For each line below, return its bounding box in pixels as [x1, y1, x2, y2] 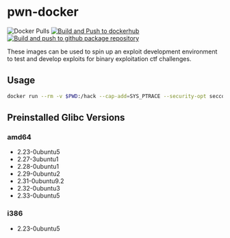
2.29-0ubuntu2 [16, 169, 60, 178]
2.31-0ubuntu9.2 [16, 177, 64, 185]
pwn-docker [7, 4, 79, 20]
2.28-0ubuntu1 [16, 163, 60, 171]
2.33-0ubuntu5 [16, 191, 60, 200]
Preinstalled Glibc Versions [7, 112, 125, 123]
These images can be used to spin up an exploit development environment [7, 47, 218, 56]
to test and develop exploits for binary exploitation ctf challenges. [7, 54, 192, 62]
